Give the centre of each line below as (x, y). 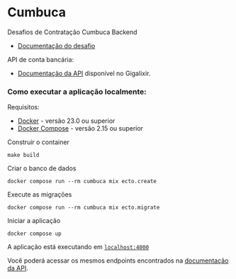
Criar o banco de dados (42, 168)
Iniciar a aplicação (34, 221)
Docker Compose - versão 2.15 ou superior (80, 128)
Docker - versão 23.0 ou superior (66, 121)
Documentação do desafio (56, 45)
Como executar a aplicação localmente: (77, 92)
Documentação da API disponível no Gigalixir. (84, 73)
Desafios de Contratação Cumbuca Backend (72, 32)
